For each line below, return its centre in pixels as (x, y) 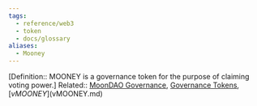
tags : (17, 16)
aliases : (23, 46)
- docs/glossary (43, 38)
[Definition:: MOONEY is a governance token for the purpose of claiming (129, 76)
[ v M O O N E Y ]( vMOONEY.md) (56, 93)
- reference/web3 (45, 23)
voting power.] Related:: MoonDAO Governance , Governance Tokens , (124, 85)
